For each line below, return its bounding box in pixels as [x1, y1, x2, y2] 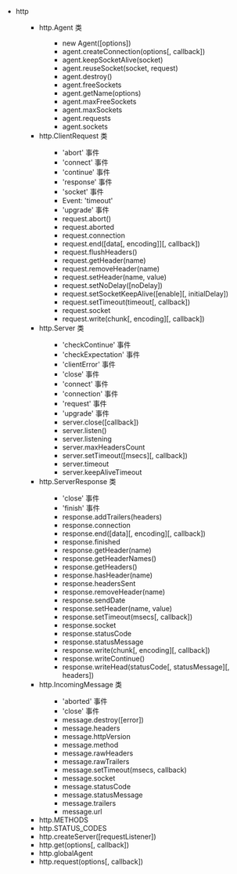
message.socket [62, 774, 116, 783]
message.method [62, 741, 119, 749]
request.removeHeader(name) [62, 264, 160, 273]
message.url [62, 807, 102, 816]
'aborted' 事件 [62, 697, 108, 705]
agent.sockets [62, 122, 108, 131]
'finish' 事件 [62, 504, 100, 512]
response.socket [62, 621, 117, 630]
